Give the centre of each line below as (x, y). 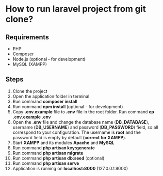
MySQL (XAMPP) (30, 64)
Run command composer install (45, 101)
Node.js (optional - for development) (49, 59)
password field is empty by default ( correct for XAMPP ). (69, 137)
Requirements (27, 37)
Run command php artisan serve (46, 163)
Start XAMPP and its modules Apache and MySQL (63, 143)
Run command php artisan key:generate (54, 148)
